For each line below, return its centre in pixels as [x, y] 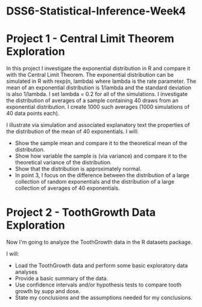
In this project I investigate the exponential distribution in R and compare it [98, 68]
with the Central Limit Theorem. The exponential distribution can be [90, 75]
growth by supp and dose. [47, 291]
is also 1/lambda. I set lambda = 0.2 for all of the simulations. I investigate [97, 94]
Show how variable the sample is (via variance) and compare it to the [101, 156]
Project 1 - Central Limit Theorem [90, 39]
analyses [26, 272]
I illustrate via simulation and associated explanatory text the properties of [98, 125]
